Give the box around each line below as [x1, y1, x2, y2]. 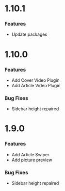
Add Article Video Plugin [11, 82, 61, 88]
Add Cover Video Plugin [11, 77, 60, 83]
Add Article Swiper [11, 151, 49, 157]
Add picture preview [11, 157, 52, 163]
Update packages [11, 31, 48, 37]
